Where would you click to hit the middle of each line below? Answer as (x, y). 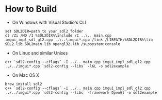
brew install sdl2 (24, 84)
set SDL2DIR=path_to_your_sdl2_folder (44, 31)
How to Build (31, 9)
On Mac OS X (26, 75)
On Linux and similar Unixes (40, 53)
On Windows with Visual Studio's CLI (49, 22)
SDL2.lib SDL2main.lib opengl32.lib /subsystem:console (63, 44)
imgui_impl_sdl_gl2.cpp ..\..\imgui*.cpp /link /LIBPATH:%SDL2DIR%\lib (79, 40)
